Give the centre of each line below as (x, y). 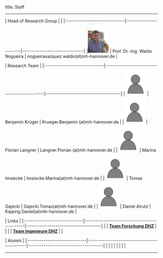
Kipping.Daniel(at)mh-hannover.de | (41, 212)
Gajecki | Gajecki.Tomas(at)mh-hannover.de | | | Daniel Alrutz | (78, 206)
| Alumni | (15, 241)
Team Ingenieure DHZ (35, 231)
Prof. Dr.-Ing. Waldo (132, 51)
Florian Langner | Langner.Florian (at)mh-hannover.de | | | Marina (81, 150)
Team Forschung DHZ (131, 226)
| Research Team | (23, 66)
